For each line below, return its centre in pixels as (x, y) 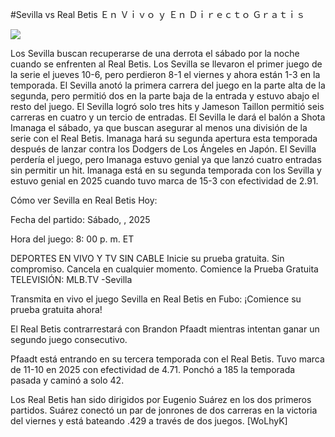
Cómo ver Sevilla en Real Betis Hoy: (84, 200)
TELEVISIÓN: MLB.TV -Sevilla (71, 279)
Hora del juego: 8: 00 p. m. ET (72, 239)
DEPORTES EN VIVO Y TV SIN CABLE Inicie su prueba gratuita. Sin (147, 258)
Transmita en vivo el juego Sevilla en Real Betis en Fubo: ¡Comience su (156, 299)
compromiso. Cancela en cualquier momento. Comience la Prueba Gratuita (164, 269)
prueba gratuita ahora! (56, 309)
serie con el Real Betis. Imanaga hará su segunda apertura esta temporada (164, 138)
